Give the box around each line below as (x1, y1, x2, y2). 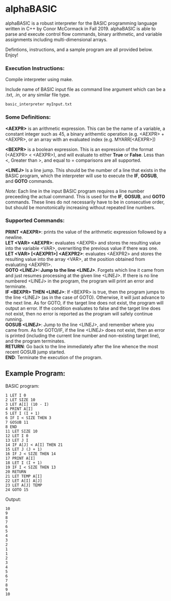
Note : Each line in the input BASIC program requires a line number (5, 188, 145, 194)
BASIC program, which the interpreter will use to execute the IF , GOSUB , (5, 173, 158, 179)
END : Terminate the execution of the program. (5, 354, 102, 360)
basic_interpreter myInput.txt (5, 102, 72, 107)
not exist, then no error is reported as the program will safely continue (5, 310, 153, 316)
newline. (5, 234, 23, 240)
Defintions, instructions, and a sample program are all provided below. (5, 46, 153, 52)
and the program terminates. (5, 337, 66, 344)
